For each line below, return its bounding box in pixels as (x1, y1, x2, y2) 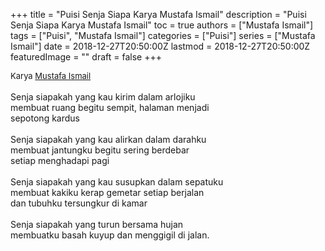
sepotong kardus (10, 112, 80, 124)
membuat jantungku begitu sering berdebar (10, 144, 190, 156)
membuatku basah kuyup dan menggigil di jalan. (10, 229, 210, 241)
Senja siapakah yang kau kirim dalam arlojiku (10, 91, 196, 103)
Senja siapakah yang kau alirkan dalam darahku (10, 134, 207, 145)
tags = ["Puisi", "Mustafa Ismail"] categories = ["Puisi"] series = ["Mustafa (10, 30, 316, 41)
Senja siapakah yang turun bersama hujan (10, 219, 184, 230)
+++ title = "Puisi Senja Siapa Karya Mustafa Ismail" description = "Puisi (10, 9, 307, 20)
